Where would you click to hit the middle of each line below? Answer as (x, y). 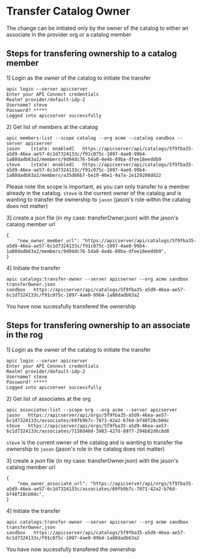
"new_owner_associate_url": (52, 484)
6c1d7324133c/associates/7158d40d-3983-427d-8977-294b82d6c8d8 (88, 431)
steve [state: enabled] (40, 165)
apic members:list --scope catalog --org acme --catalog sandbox (90, 138)
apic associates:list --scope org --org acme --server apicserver (92, 410)
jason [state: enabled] (40, 148)
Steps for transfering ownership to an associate (98, 326)
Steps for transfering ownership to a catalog (92, 54)
